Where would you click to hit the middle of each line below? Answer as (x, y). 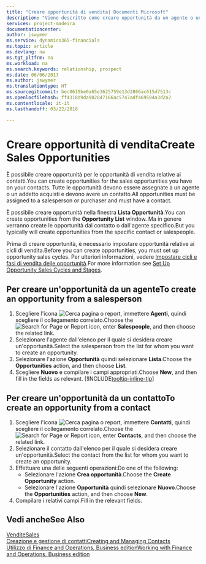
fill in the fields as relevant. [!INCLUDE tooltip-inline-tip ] (85, 379)
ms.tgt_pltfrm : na (30, 58)
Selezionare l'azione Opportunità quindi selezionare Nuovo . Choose (110, 487)
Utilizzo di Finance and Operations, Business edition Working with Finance (99, 547)
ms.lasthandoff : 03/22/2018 (42, 109)
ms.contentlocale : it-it (38, 103)
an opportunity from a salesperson (74, 299)
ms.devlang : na (26, 52)
